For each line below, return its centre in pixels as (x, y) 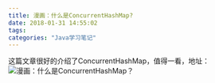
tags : (17, 30)
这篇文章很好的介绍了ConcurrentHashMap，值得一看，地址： (109, 61)
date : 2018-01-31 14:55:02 (53, 23)
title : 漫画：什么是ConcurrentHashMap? (71, 15)
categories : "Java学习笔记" (53, 38)
